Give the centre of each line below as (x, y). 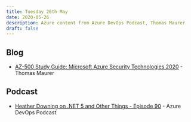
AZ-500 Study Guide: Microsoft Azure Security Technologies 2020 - (99, 67)
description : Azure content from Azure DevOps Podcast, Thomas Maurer (96, 23)
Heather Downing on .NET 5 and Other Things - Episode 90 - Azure (98, 106)
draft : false (22, 28)
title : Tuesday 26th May (37, 12)
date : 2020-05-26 (28, 17)
